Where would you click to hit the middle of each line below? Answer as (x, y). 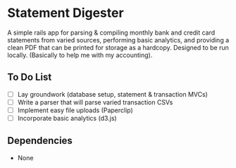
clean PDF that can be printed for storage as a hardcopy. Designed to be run (118, 47)
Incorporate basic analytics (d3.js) (67, 118)
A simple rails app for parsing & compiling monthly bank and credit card (111, 32)
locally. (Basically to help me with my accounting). (80, 55)
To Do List (30, 77)
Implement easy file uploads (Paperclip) (75, 110)
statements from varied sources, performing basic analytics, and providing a (118, 40)
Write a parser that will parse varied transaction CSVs (95, 102)
